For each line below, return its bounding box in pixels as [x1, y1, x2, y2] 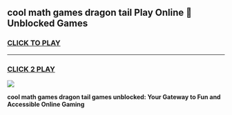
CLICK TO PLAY [7, 39, 61, 48]
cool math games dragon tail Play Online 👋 [7, 7, 192, 19]
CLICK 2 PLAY [7, 64, 55, 74]
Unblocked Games [7, 18, 88, 30]
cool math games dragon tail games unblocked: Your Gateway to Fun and [7, 92, 221, 101]
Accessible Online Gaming [7, 100, 85, 108]
